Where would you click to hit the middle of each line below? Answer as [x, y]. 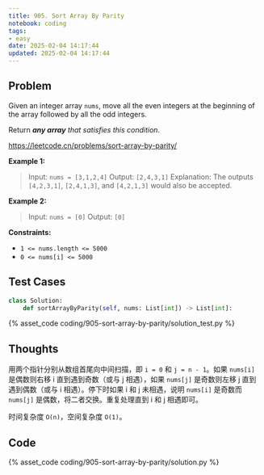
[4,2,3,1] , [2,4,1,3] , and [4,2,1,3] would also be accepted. [130, 185]
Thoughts [34, 349]
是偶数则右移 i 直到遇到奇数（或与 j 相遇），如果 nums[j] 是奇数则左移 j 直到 [132, 380]
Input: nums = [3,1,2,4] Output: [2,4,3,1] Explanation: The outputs [141, 177]
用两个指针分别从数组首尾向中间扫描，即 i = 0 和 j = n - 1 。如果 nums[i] [132, 369]
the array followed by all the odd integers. [78, 114]
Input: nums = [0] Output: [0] [77, 216]
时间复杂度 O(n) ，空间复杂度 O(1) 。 [67, 417]
